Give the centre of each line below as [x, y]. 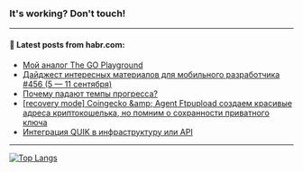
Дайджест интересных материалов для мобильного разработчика [151, 74]
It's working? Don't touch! [68, 14]
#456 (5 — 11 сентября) [67, 84]
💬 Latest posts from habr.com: [67, 44]
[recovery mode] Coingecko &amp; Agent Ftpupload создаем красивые [157, 103]
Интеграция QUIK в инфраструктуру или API [108, 131]
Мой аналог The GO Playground [83, 65]
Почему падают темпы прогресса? [90, 94]
